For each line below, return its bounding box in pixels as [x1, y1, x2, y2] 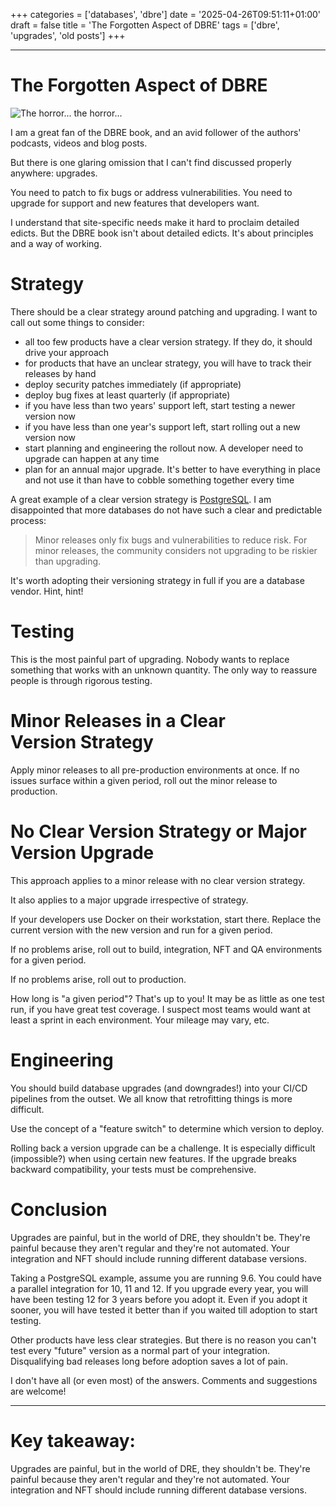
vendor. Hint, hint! [10, 585, 84, 597]
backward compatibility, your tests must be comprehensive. [10, 1163, 257, 1175]
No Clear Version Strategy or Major [10, 820, 307, 843]
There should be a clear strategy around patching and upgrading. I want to [10, 305, 318, 318]
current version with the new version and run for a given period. [10, 924, 273, 936]
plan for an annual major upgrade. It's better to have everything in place [24, 463, 321, 475]
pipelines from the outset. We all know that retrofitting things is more [10, 1092, 293, 1104]
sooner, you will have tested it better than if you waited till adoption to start [10, 1304, 318, 1316]
